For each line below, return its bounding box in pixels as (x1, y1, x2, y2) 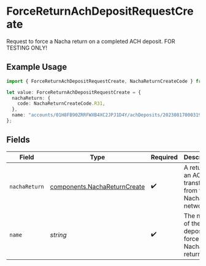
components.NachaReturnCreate (50, 182, 145, 191)
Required (150, 153, 178, 161)
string (50, 230, 67, 239)
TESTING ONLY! (6, 44, 48, 51)
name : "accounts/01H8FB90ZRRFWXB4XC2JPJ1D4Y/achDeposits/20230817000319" (12, 112, 204, 118)
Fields (6, 135, 31, 145)
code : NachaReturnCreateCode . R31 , (17, 101, 105, 107)
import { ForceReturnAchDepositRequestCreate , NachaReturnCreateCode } (6, 78, 193, 84)
